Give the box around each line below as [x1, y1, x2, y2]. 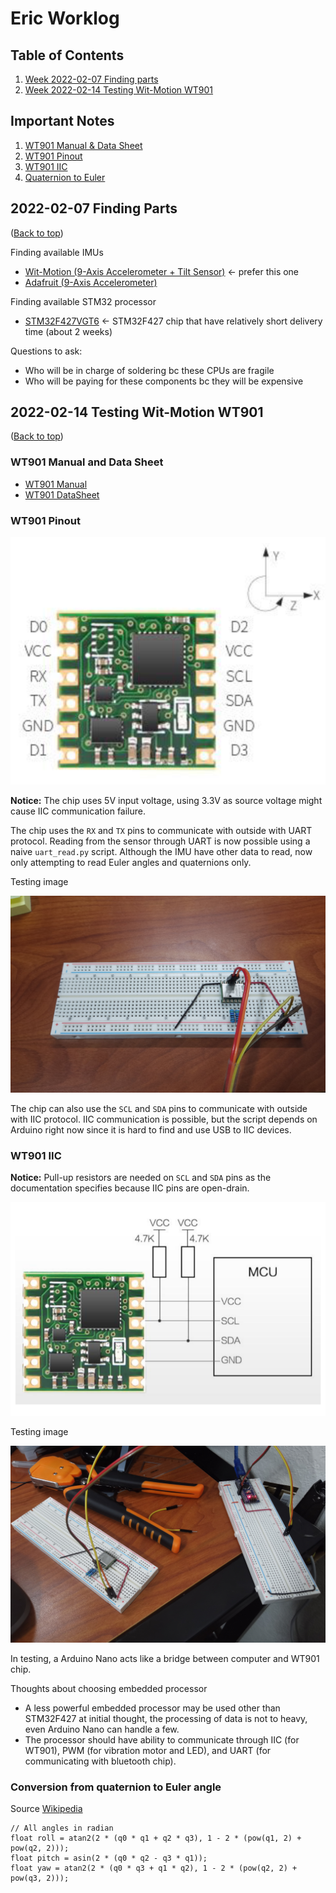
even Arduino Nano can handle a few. [24, 1723, 180, 1735]
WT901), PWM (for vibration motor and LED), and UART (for [24, 1744, 272, 1756]
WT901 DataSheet [24, 488, 100, 501]
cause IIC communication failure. [10, 805, 146, 817]
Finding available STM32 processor [10, 295, 157, 307]
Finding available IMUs [10, 246, 104, 258]
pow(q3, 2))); [10, 1873, 70, 1884]
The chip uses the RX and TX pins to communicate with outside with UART [10, 824, 313, 836]
